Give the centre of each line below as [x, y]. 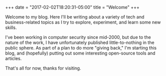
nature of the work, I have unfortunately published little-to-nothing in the [80, 42]
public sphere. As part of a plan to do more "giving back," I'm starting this [81, 48]
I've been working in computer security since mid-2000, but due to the [78, 37]
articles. [13, 58]
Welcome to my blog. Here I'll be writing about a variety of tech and [75, 17]
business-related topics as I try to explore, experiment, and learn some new [83, 22]
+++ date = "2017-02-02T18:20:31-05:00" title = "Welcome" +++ [72, 7]
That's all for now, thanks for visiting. [43, 68]
